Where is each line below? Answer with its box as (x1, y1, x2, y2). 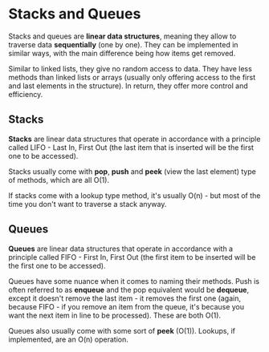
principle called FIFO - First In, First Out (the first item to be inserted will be (8, 252, 256, 261)
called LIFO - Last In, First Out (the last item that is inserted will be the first (8, 142, 255, 152)
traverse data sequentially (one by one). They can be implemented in (8, 39, 238, 49)
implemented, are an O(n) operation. (8, 334, 128, 344)
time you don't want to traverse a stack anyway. (8, 199, 167, 208)
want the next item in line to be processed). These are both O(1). (8, 310, 222, 320)
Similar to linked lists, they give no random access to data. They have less (8, 63, 253, 73)
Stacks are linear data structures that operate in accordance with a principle (8, 134, 261, 144)
